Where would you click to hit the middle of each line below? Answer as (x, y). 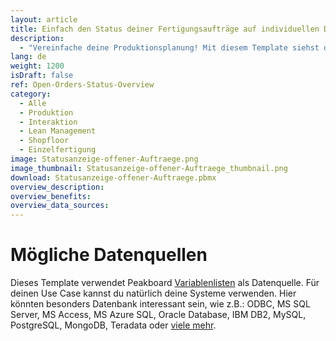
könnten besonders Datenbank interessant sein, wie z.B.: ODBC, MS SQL (160, 304)
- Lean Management (58, 131)
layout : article (44, 19)
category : (31, 94)
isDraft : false (42, 76)
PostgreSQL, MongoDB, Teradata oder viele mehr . (113, 325)
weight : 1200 (37, 66)
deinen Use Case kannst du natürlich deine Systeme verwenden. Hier (153, 293)
